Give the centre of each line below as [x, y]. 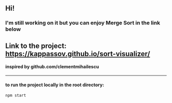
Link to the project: [36, 46]
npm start [16, 96]
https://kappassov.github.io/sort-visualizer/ [78, 54]
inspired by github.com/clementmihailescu [52, 67]
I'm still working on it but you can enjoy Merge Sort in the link [83, 23]
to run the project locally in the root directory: [55, 85]
